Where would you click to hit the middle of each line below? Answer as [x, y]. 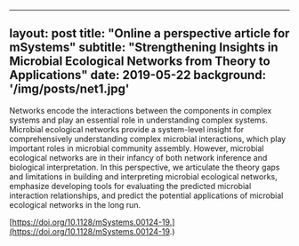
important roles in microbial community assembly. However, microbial [137, 148]
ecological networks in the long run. [75, 204]
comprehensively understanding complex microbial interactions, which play [148, 139]
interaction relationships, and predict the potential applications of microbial [146, 195]
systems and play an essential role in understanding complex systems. [139, 120]
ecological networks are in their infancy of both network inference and [138, 157]
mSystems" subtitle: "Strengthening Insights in [144, 48]
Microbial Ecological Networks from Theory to [140, 62]
